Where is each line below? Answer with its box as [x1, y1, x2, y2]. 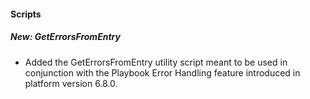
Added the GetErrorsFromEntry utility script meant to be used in [24, 56, 288, 68]
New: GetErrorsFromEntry [10, 31, 121, 43]
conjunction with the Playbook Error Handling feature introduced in [24, 66, 301, 79]
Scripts [10, 8, 42, 20]
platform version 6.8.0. [24, 77, 118, 89]
